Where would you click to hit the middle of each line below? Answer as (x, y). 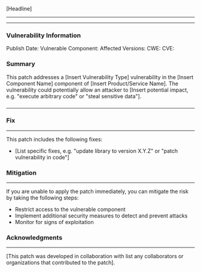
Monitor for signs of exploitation (54, 222)
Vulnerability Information (44, 35)
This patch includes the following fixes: (54, 139)
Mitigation (22, 173)
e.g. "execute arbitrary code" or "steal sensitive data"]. (74, 96)
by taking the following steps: (42, 198)
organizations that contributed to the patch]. (61, 262)
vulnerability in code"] (42, 157)
